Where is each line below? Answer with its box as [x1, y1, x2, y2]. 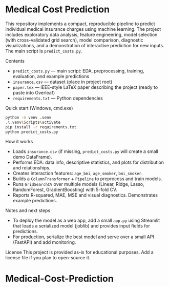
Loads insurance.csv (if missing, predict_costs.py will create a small [12, 148, 159, 155]
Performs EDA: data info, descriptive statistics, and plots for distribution [12, 159, 164, 165]
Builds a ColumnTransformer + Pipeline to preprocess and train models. [12, 176, 162, 182]
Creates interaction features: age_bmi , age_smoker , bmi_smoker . [12, 170, 143, 177]
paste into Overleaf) [12, 89, 55, 95]
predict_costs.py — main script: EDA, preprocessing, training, [12, 68, 144, 74]
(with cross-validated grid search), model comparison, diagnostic [5, 37, 143, 43]
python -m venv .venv [5, 114, 52, 120]
